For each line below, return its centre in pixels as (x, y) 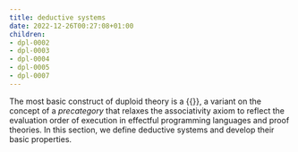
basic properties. (41, 139)
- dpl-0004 (30, 59)
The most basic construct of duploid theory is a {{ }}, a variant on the (136, 101)
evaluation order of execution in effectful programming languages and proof (149, 120)
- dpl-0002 (30, 42)
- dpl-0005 (30, 68)
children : (28, 34)
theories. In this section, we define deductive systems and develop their (142, 130)
